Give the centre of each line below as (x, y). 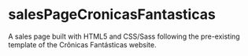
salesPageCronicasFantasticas (112, 15)
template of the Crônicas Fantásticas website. (82, 44)
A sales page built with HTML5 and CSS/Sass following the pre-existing (124, 36)
